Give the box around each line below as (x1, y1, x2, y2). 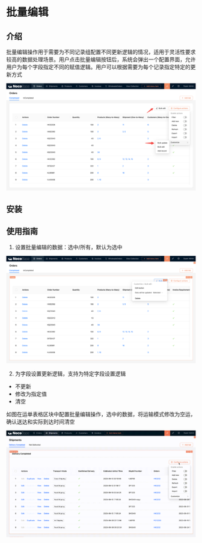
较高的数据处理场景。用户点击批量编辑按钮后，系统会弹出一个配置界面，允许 (6, 56, 196, 63)
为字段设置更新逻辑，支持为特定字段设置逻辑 (14, 370, 126, 377)
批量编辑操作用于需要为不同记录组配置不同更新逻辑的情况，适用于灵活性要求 (6, 49, 196, 55)
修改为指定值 (14, 390, 47, 397)
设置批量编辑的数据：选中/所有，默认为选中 (14, 243, 123, 250)
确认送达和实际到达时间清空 (6, 418, 75, 425)
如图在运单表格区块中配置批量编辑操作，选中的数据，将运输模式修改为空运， (6, 410, 196, 417)
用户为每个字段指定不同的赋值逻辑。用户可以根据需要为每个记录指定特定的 (6, 64, 191, 70)
